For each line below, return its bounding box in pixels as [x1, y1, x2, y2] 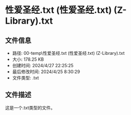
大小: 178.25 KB [12, 56, 44, 62]
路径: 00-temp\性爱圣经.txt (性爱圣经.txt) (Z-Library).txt [12, 50, 125, 56]
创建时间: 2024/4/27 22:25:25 [12, 63, 74, 68]
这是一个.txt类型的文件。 [5, 105, 55, 111]
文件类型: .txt [12, 75, 39, 80]
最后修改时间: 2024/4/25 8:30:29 [12, 69, 80, 75]
